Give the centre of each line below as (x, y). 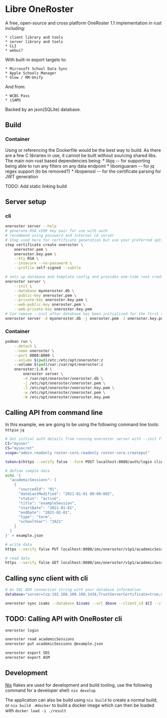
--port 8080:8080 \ (34, 355)
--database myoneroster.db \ (44, 291)
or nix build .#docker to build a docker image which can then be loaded (80, 705)
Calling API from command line (54, 412)
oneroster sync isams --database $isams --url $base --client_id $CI (79, 603)
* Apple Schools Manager (31, 73)
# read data (17, 558)
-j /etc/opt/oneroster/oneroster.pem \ (64, 383)
